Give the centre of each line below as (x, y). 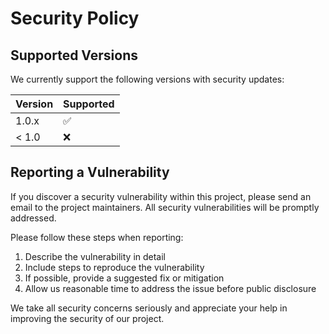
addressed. (33, 218)
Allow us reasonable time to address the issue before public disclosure (170, 288)
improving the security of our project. (87, 318)
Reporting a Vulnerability (90, 172)
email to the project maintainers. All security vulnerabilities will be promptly (165, 207)
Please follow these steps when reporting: (97, 237)
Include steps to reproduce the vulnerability (114, 267)
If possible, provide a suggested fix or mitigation (124, 278)
